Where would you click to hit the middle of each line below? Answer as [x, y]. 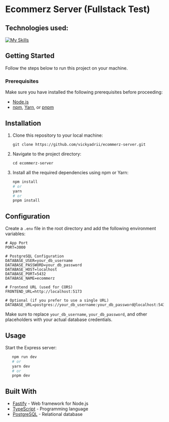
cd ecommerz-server [33, 163]
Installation [23, 123]
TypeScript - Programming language [50, 409]
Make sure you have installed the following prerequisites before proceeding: [84, 92]
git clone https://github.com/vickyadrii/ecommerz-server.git [79, 144]
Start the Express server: [31, 347]
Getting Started [30, 56]
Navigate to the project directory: [47, 154]
